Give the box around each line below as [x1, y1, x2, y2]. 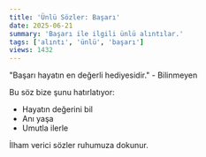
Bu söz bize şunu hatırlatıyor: [9, 87, 115, 98]
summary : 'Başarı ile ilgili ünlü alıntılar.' [9, 29, 184, 38]
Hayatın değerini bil [21, 104, 93, 115]
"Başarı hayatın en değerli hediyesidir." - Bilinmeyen [9, 70, 198, 80]
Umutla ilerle [21, 123, 69, 133]
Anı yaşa [21, 114, 54, 124]
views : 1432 [9, 46, 53, 55]
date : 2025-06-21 [9, 21, 73, 30]
